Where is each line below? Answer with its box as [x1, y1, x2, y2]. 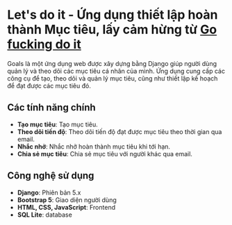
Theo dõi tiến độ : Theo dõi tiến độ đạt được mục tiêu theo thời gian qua [17, 127, 222, 135]
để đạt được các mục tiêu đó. [7, 81, 92, 90]
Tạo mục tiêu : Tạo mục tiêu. [17, 120, 99, 128]
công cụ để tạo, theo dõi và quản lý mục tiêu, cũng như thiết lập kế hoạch [7, 74, 218, 83]
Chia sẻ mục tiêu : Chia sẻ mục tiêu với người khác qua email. [17, 149, 193, 158]
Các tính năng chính [7, 101, 96, 114]
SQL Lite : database [17, 210, 73, 219]
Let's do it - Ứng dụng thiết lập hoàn [7, 7, 218, 23]
